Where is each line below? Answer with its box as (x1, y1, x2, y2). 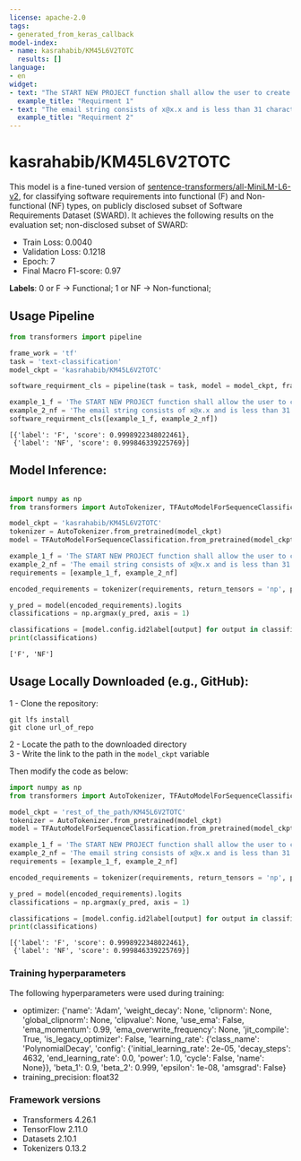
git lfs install (9, 715, 70, 724)
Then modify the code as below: (9, 766, 129, 776)
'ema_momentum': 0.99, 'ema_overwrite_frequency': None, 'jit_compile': (21, 1024, 289, 1035)
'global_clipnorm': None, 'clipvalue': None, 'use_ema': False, (21, 1014, 245, 1025)
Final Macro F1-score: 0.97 (21, 265, 121, 276)
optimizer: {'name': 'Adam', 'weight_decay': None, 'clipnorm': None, (21, 1005, 272, 1016)
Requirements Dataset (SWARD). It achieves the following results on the (9, 210, 274, 221)
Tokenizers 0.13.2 (21, 1142, 87, 1153)
